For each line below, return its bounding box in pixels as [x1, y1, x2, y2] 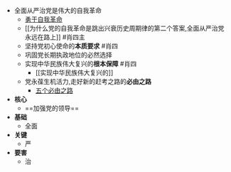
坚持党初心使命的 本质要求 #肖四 [24, 42, 119, 50]
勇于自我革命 [24, 15, 63, 23]
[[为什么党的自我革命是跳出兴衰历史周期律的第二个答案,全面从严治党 [24, 24, 225, 32]
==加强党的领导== [24, 104, 80, 112]
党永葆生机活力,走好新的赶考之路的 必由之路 [24, 77, 151, 85]
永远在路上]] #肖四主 [24, 33, 85, 41]
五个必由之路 [35, 86, 73, 95]
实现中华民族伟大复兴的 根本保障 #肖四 [24, 60, 137, 68]
